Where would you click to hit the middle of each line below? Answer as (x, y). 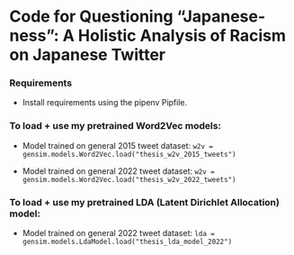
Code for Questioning (91, 17)
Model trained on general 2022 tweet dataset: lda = (119, 233)
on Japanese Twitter (88, 55)
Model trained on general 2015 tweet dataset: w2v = (118, 145)
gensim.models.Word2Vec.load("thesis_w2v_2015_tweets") (129, 154)
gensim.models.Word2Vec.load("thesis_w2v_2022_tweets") (129, 179)
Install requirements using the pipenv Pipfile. (104, 103)
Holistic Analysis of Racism (182, 36)
